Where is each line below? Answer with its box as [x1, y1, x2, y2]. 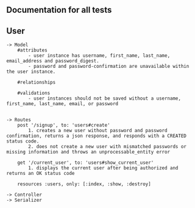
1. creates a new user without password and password [28, 128, 168, 134]
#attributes [17, 47, 48, 54]
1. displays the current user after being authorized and [28, 165, 179, 171]
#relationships [17, 80, 56, 86]
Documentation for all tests [6, 5, 112, 15]
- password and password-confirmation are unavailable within [28, 64, 190, 70]
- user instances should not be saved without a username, [28, 95, 182, 102]
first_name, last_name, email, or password [6, 101, 119, 107]
